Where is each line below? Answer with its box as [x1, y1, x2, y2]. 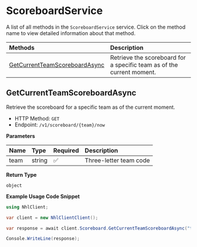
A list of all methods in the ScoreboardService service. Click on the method [6, 23, 186, 30]
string [31, 156, 48, 164]
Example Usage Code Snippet [6, 193, 80, 200]
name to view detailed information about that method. [6, 29, 136, 36]
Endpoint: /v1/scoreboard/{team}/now [14, 121, 106, 128]
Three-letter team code [84, 156, 151, 164]
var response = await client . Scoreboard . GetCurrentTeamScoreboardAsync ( [6, 225, 188, 231]
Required [53, 146, 79, 155]
